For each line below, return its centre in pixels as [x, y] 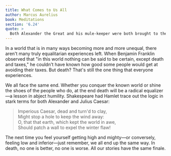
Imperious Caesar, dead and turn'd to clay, [62, 111]
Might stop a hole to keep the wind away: [61, 117]
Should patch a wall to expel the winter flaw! [64, 127]
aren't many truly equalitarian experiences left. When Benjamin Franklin [80, 54]
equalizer [154, 90]
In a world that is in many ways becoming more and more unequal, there [81, 48]
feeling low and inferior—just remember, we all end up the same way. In [80, 143]
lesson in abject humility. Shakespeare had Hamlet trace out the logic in [89, 96]
